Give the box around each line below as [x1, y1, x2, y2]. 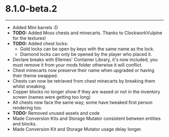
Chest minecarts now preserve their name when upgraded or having [12, 67, 154, 73]
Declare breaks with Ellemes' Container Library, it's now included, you [12, 56, 158, 62]
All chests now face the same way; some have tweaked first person [12, 99, 152, 105]
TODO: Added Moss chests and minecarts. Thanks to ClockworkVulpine [12, 30, 162, 36]
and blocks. [12, 120, 37, 126]
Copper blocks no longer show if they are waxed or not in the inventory [12, 89, 160, 95]
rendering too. [12, 104, 42, 111]
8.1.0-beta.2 [5, 3, 58, 15]
